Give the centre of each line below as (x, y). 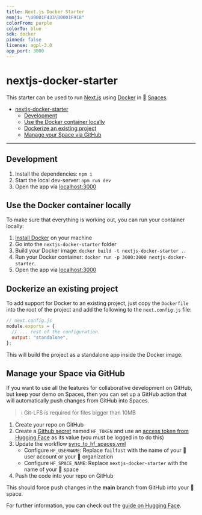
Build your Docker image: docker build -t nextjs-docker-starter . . (100, 251)
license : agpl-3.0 (29, 46)
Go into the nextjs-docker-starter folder (66, 244)
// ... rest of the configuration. (56, 332)
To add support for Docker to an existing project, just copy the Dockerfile (97, 303)
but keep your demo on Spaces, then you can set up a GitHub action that (96, 394)
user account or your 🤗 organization (68, 457)
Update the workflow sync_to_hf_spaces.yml (70, 444)
